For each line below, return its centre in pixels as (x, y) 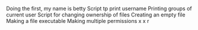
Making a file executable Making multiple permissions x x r (78, 21)
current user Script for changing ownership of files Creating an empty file (96, 15)
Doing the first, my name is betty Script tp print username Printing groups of (99, 9)
